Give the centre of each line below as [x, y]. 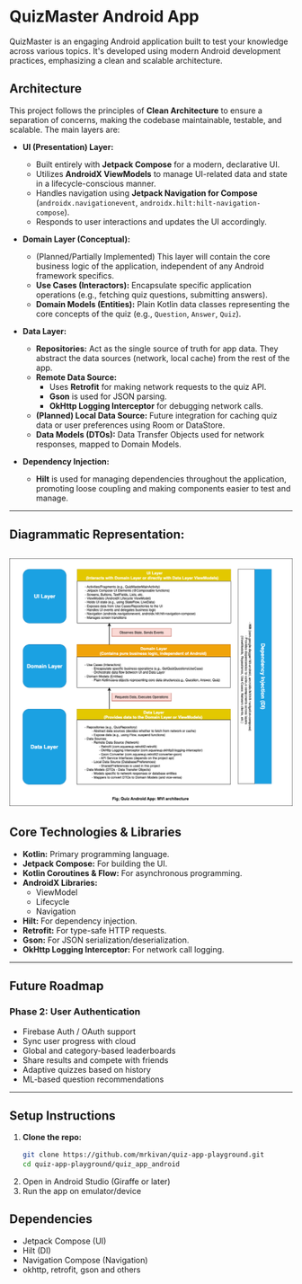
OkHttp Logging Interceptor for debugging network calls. [156, 405]
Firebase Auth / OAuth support [79, 1032]
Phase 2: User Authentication [75, 1012]
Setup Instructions [62, 1116]
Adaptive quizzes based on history [86, 1069]
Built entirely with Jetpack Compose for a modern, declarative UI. [158, 164]
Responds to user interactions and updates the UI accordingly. [151, 221]
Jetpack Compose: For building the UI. [95, 863]
